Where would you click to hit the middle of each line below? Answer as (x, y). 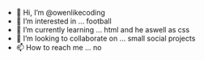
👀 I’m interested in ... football (64, 21)
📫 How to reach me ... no (59, 47)
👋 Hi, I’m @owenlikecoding (60, 13)
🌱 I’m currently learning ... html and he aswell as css (103, 30)
